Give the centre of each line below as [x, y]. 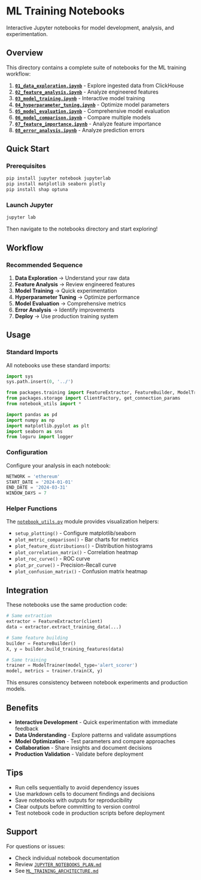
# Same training [26, 660]
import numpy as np [31, 420]
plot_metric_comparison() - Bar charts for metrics [77, 540]
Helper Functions [32, 508]
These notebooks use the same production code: [67, 605]
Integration [28, 590]
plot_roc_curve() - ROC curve [53, 559]
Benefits [22, 707]
